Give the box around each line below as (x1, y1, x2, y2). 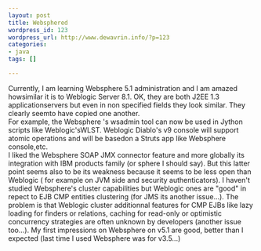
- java (8, 48, 30, 56)
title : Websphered (8, 19, 68, 27)
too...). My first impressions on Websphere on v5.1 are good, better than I (8, 225, 244, 235)
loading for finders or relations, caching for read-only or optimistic (8, 209, 222, 218)
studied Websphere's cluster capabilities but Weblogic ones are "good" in (8, 184, 247, 193)
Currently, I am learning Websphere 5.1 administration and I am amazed (8, 83, 237, 93)
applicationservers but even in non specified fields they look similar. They (8, 100, 245, 110)
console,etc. (8, 142, 49, 151)
